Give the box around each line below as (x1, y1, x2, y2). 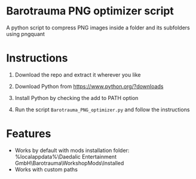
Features (6, 127, 51, 141)
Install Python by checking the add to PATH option (14, 94, 139, 101)
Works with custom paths (14, 166, 78, 173)
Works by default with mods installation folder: (14, 147, 130, 154)
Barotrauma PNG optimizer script (6, 4, 174, 18)
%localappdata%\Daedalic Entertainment (14, 153, 117, 160)
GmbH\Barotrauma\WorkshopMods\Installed (14, 159, 124, 166)
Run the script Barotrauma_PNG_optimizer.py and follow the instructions (14, 106, 190, 113)
